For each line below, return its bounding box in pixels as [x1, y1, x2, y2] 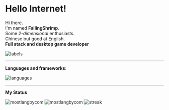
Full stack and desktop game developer [5, 41, 90, 47]
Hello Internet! [5, 3, 66, 15]
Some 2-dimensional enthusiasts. [5, 30, 75, 36]
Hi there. [5, 20, 23, 26]
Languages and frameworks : [5, 65, 67, 71]
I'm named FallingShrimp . [5, 25, 59, 31]
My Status [5, 89, 28, 95]
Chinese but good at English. [5, 36, 65, 42]
